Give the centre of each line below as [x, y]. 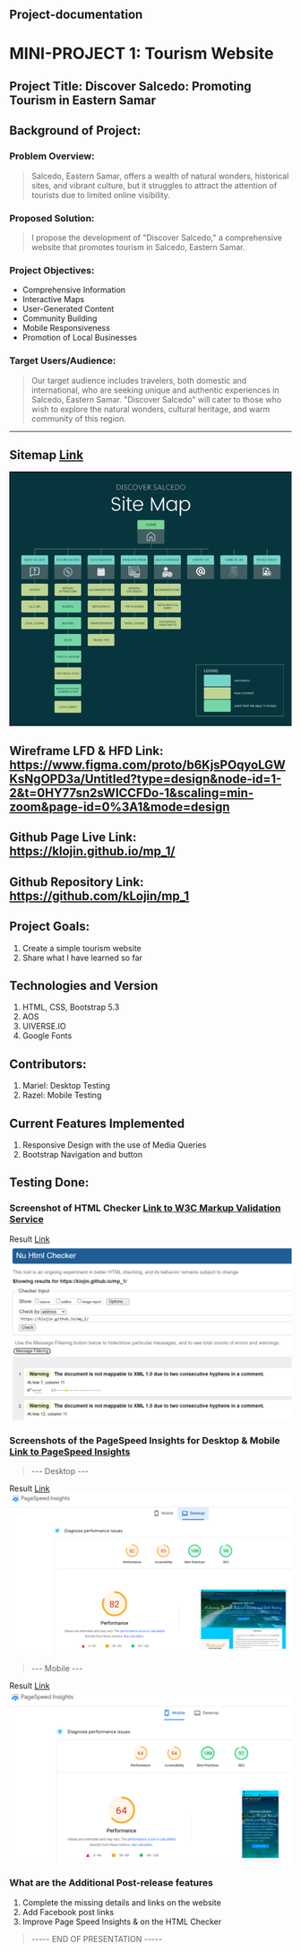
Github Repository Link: [77, 882]
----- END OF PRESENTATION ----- [97, 1939]
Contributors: [48, 1064]
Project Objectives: [52, 270]
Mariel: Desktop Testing [66, 1086]
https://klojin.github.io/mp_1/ [92, 851]
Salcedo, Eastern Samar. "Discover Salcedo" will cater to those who [156, 399]
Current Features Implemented [97, 1123]
